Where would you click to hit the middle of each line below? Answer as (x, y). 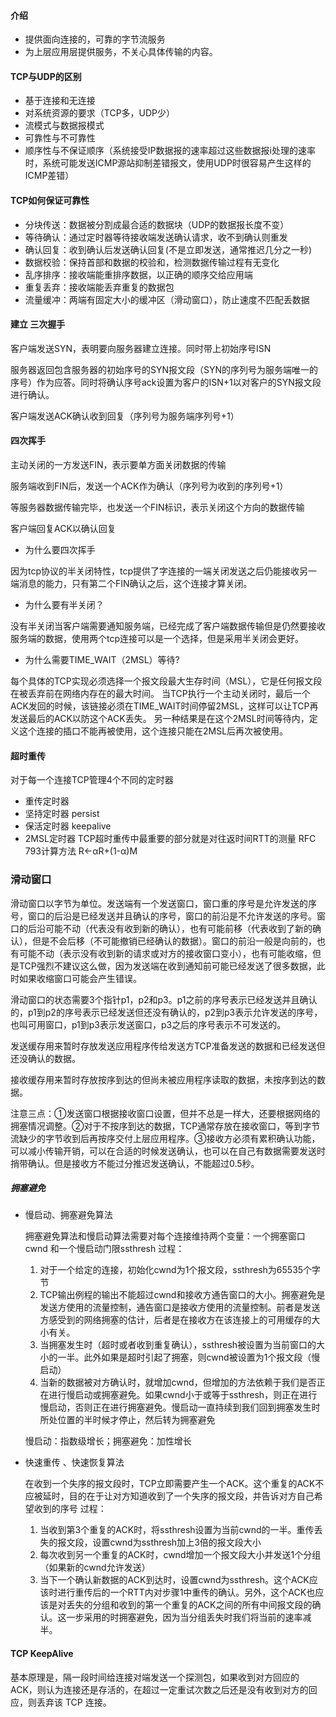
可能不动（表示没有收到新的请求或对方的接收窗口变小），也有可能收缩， (165, 953)
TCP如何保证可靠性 (50, 200)
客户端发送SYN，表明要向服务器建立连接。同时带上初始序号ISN (141, 348)
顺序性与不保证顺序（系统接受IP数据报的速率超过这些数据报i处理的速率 (170, 151)
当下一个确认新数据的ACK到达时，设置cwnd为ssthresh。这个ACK (174, 1580)
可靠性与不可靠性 (60, 138)
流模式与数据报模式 (64, 126)
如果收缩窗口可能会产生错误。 (80, 978)
